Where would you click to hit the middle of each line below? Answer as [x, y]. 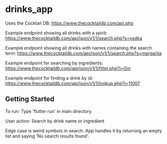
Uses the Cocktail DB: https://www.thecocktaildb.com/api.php [69, 23]
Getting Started [30, 99]
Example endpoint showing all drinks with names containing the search [78, 48]
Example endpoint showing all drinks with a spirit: [56, 33]
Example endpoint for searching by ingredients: [54, 63]
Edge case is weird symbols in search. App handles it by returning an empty [84, 130]
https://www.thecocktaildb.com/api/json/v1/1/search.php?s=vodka [74, 38]
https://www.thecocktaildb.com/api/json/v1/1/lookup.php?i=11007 [73, 83]
